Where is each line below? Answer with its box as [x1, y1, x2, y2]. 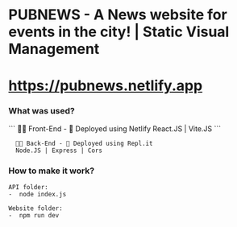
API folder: [8, 183, 48, 191]
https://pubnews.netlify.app [8, 76, 203, 95]
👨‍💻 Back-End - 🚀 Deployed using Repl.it [15, 139, 153, 147]
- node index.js [8, 190, 67, 198]
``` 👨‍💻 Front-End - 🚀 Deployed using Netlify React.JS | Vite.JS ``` [8, 123, 222, 134]
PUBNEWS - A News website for [8, 6, 227, 24]
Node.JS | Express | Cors [15, 147, 103, 155]
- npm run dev [8, 211, 60, 219]
